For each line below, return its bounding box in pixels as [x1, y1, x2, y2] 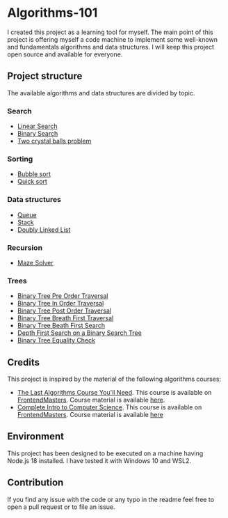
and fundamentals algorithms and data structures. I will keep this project [7, 42, 214, 51]
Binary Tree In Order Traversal [17, 299, 104, 308]
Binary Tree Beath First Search [17, 322, 106, 330]
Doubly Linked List [17, 225, 71, 234]
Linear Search [17, 122, 58, 130]
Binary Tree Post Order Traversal [17, 306, 112, 315]
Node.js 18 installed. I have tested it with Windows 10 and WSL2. [7, 456, 192, 464]
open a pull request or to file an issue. [7, 503, 115, 511]
